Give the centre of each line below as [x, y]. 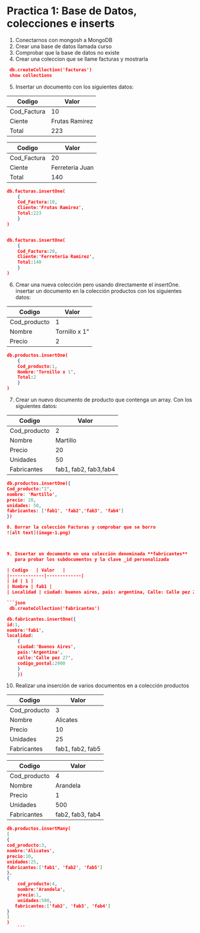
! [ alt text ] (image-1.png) [39, 533]
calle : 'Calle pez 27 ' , [45, 657]
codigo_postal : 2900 [42, 663]
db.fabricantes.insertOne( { [42, 619]
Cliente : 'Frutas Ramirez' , [51, 208]
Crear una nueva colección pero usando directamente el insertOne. [98, 284]
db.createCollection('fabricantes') [55, 608]
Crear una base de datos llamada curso [64, 46]
